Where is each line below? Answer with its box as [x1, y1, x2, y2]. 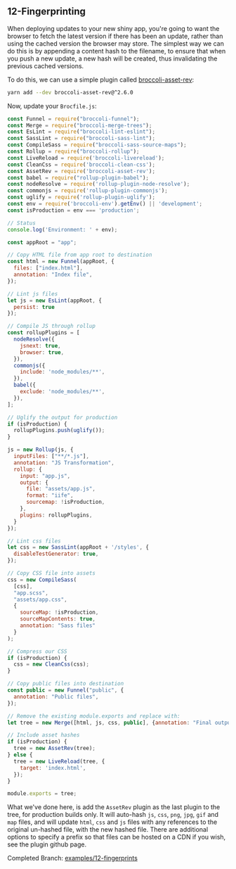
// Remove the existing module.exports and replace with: [7, 712, 181, 720]
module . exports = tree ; [7, 790, 77, 797]
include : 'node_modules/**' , [20, 369, 105, 376]
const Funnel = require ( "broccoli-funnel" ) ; [7, 115, 140, 122]
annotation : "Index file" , [13, 271, 93, 279]
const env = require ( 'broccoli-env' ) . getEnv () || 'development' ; [7, 201, 202, 208]
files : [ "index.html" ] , [13, 265, 83, 272]
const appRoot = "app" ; [7, 239, 77, 246]
